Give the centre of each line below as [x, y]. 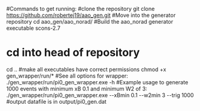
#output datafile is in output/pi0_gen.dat [57, 101]
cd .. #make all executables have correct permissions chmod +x [86, 69]
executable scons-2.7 [33, 28]
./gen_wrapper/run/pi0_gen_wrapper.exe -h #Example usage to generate [97, 82]
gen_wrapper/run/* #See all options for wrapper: [67, 76]
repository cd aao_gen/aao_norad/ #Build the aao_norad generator [90, 22]
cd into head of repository [73, 52]
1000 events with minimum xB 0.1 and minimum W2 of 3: [77, 89]
